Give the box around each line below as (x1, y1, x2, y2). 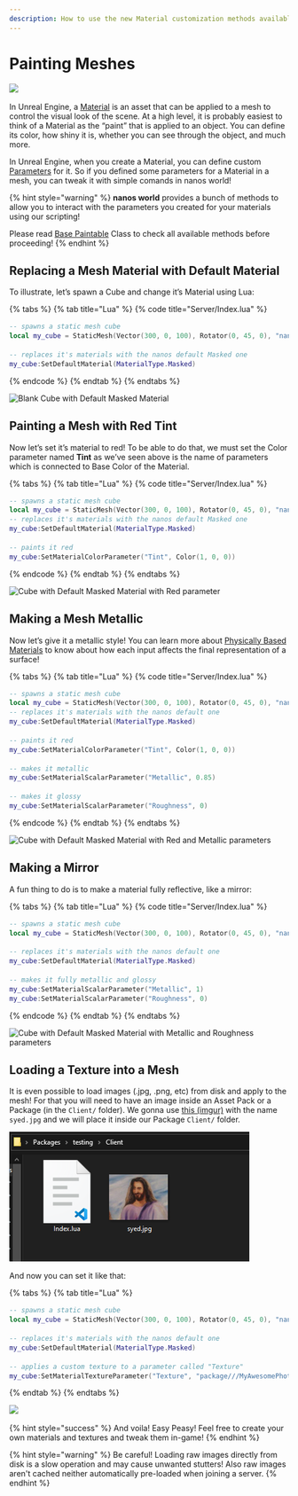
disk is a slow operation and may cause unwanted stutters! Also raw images (9, 1459, 286, 1469)
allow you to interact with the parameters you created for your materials (9, 201, 271, 212)
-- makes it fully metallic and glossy (9, 975, 157, 984)
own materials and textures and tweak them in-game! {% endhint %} (9, 1432, 260, 1443)
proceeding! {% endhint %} (9, 238, 109, 248)
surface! (9, 654, 40, 664)
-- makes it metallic (9, 764, 90, 773)
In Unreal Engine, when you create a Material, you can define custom (9, 156, 262, 167)
